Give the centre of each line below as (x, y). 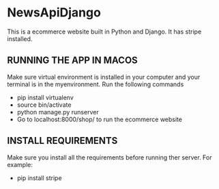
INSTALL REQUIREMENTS (62, 141)
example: (20, 164)
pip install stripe (40, 178)
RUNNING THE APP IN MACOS (72, 61)
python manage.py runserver (58, 112)
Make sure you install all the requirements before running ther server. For (109, 157)
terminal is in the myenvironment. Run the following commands (96, 84)
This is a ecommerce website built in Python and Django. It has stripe (104, 32)
